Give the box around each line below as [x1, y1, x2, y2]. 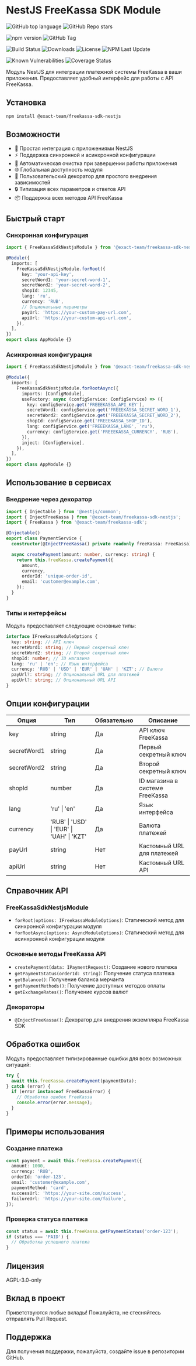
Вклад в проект [6, 1293, 65, 1303]
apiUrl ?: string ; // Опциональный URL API [11, 677, 116, 683]
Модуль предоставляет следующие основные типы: [6, 622, 136, 630]
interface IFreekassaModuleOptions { [6, 634, 98, 640]
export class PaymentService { [6, 535, 82, 542]
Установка [6, 98, 47, 108]
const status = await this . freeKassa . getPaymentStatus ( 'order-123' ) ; [6, 1228, 179, 1234]
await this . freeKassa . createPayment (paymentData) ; [11, 1078, 137, 1084]
